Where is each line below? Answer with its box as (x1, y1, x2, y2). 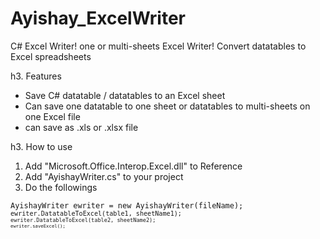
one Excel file (24, 110, 81, 122)
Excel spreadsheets (10, 50, 92, 62)
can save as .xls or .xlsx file (24, 121, 139, 133)
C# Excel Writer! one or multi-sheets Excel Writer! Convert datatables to (10, 40, 307, 52)
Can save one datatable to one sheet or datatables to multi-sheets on (24, 100, 311, 112)
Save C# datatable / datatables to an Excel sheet (24, 89, 226, 101)
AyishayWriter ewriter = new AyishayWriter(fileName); (10, 200, 244, 211)
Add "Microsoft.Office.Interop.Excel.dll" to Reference (24, 160, 243, 172)
